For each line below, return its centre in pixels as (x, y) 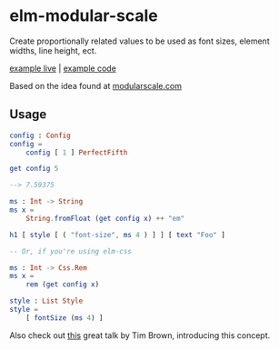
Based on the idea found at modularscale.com (95, 85)
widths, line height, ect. (53, 50)
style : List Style (46, 301)
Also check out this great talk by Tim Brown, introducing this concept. (140, 335)
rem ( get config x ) (63, 285)
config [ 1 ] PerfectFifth (77, 152)
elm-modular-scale (84, 16)
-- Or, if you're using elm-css (70, 251)
